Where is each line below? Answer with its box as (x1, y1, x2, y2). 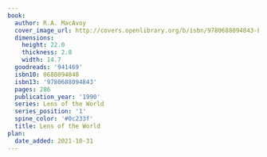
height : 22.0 (22, 41, 65, 49)
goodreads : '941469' (14, 63, 83, 71)
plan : (7, 129, 26, 137)
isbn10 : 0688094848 (14, 71, 80, 78)
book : (7, 11, 26, 20)
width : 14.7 (22, 56, 61, 64)
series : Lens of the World (14, 100, 104, 108)
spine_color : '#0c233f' (14, 115, 93, 123)
